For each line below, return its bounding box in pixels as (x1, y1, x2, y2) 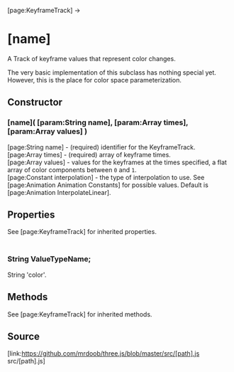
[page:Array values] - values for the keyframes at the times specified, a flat (7, 158, 227, 166)
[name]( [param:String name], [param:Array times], (7, 117, 189, 127)
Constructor (7, 96, 62, 109)
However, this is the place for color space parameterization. (7, 75, 182, 84)
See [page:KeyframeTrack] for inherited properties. (7, 228, 157, 236)
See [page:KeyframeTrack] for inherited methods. (7, 309, 152, 319)
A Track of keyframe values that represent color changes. (7, 54, 176, 63)
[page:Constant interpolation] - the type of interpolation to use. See (7, 173, 205, 181)
